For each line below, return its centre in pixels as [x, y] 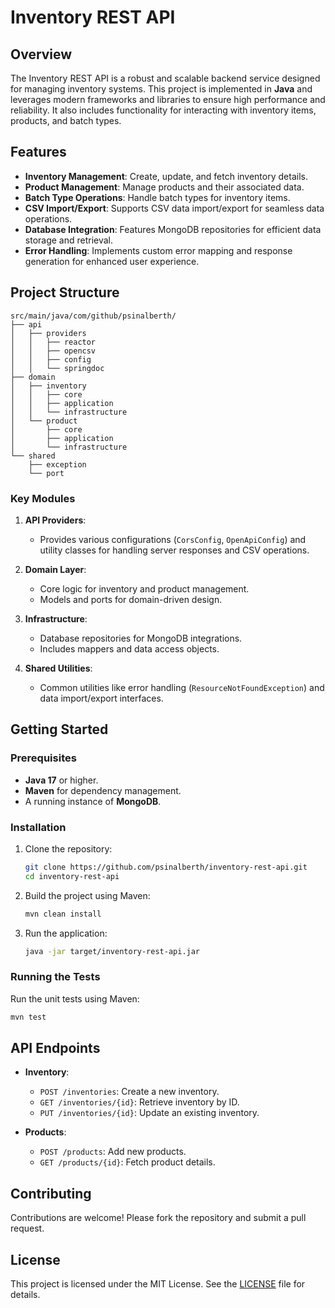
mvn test [28, 1017]
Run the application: [66, 933]
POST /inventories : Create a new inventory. [129, 1092]
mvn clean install [63, 914]
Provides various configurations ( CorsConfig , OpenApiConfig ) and [173, 539]
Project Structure [65, 292]
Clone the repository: [68, 848]
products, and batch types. [66, 120]
